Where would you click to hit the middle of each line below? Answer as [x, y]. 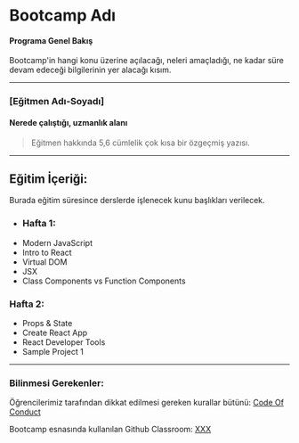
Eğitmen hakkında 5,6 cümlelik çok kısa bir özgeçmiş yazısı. [141, 143]
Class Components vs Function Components [104, 281]
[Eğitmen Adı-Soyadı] [57, 102]
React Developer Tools [64, 342]
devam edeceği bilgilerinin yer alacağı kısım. [90, 70]
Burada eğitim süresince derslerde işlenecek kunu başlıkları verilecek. [137, 201]
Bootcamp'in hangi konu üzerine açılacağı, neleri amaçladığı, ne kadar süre [147, 61]
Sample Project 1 [53, 351]
